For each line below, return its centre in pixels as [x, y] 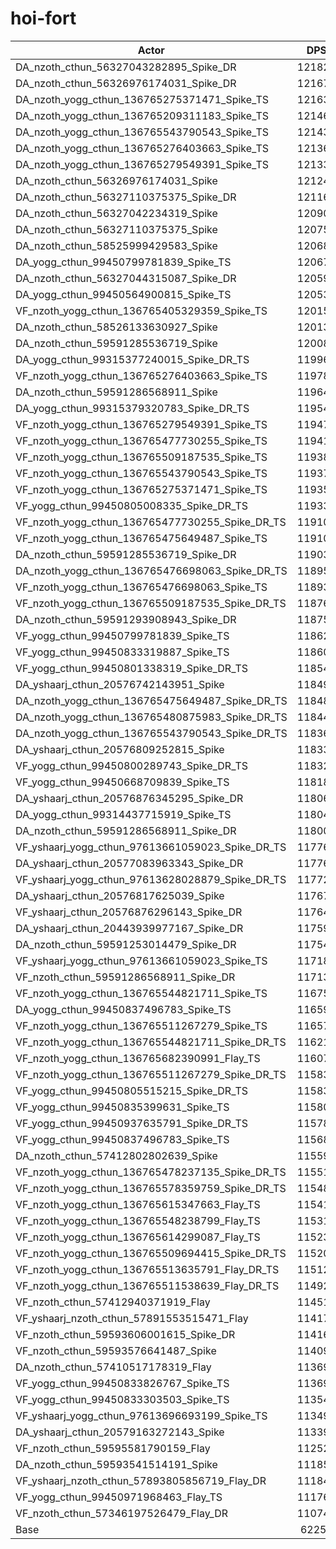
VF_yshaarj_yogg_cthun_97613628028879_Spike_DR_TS [151, 879]
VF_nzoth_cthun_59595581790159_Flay [113, 1448]
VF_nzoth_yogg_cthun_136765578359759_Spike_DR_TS [151, 1188]
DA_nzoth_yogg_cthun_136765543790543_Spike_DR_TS [151, 733]
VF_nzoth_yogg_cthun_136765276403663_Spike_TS [141, 375]
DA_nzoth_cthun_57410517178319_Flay [113, 1367]
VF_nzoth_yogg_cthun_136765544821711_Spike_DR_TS [151, 1042]
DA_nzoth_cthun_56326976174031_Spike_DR [126, 83]
